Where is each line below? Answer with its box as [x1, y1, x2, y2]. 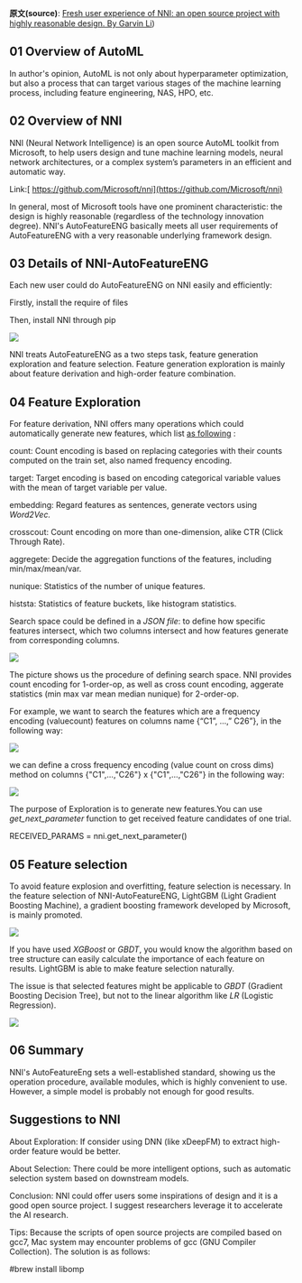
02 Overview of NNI [9, 114, 123, 129]
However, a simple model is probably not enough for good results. [9, 1085, 255, 1096]
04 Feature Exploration [9, 394, 142, 410]
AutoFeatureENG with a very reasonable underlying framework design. [9, 229, 272, 241]
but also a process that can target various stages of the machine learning [9, 78, 281, 88]
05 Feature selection [9, 856, 128, 872]
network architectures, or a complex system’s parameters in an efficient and [9, 156, 292, 167]
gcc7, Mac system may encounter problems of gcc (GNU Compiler [9, 1236, 257, 1247]
